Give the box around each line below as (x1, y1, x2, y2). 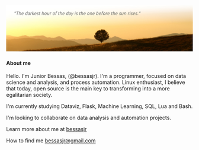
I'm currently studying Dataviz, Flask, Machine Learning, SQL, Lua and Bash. (6, 103, 193, 110)
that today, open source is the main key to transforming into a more (6, 85, 170, 92)
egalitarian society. (6, 92, 53, 99)
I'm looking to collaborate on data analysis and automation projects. (6, 114, 172, 122)
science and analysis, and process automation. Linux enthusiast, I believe (6, 79, 185, 86)
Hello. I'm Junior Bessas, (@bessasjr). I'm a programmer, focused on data (6, 73, 187, 80)
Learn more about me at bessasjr (6, 126, 87, 133)
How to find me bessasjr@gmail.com (6, 137, 96, 144)
